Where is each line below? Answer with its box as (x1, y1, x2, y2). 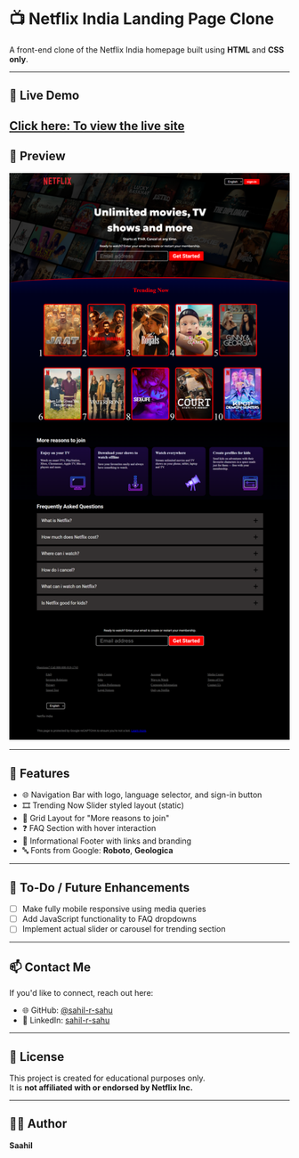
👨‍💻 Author (9, 1116, 68, 1131)
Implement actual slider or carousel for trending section (21, 924, 226, 934)
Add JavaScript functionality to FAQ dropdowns (21, 914, 198, 925)
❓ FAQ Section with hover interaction (21, 823, 157, 834)
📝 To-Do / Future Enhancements (9, 880, 190, 895)
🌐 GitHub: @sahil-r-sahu (21, 1005, 113, 1015)
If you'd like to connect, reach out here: (9, 988, 154, 999)
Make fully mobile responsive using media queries (21, 903, 206, 915)
